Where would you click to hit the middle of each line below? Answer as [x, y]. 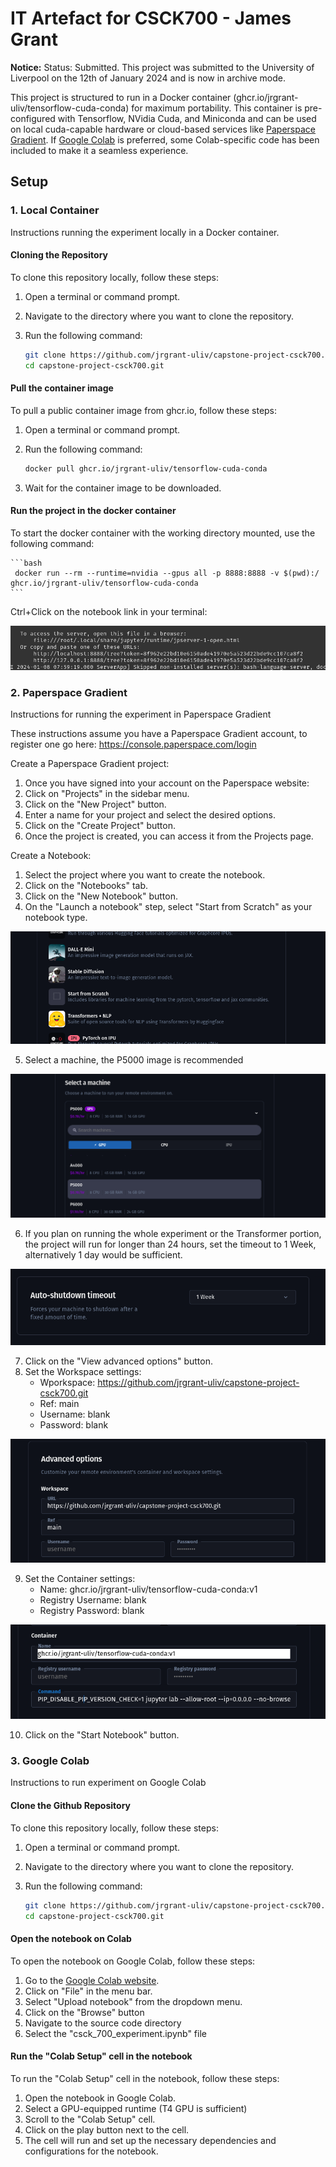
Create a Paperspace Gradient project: [90, 763]
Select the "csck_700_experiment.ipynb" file [115, 2033]
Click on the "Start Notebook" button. [102, 1735]
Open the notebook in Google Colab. [100, 2098]
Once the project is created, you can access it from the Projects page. [169, 836]
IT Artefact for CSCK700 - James [151, 18]
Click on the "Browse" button [84, 2012]
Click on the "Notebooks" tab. [86, 885]
